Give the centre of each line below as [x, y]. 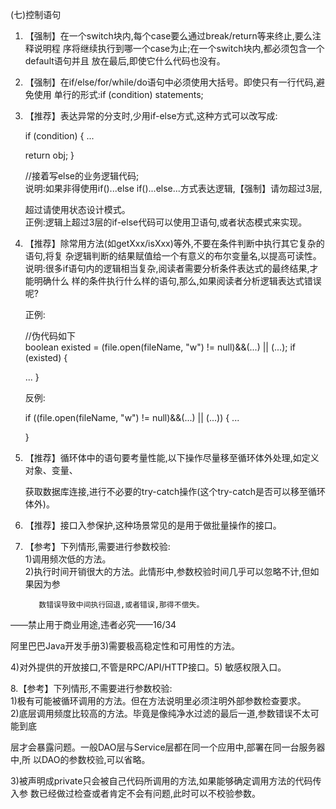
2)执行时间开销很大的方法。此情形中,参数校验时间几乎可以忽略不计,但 [167, 571]
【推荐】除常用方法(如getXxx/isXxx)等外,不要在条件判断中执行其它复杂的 [174, 243]
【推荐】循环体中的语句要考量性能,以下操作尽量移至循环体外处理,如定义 [172, 457]
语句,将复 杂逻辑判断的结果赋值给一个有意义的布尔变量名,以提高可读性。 [173, 256]
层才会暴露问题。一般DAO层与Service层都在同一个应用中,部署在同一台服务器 [168, 747]
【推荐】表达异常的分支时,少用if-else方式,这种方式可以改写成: [151, 116]
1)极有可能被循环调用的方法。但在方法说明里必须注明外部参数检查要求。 [158, 701]
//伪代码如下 [50, 336]
